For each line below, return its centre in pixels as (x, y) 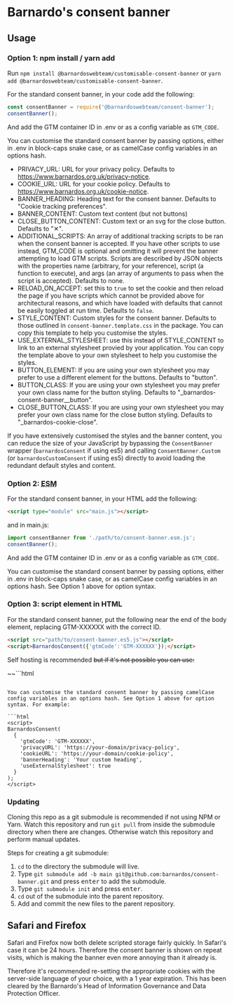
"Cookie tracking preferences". (62, 206)
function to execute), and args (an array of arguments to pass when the (121, 273)
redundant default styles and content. (62, 465)
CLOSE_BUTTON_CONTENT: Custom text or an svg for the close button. (122, 221)
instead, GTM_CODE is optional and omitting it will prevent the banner (118, 251)
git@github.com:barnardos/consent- (167, 874)
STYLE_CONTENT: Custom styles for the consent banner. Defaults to (117, 318)
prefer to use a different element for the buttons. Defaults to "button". (117, 377)
